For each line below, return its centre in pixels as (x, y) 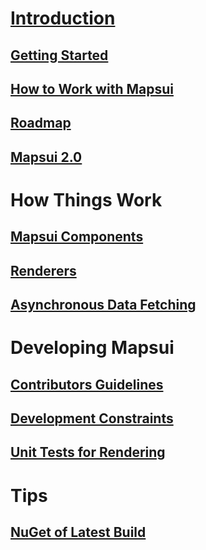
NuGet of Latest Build (78, 532)
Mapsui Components (77, 237)
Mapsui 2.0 (46, 157)
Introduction (63, 18)
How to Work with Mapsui (92, 88)
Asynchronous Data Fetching (103, 305)
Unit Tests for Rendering (88, 452)
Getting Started (59, 55)
